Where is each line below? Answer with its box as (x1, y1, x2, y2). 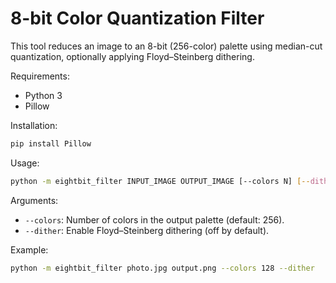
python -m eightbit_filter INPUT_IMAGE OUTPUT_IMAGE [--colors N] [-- (10, 176, 311, 186)
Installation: (10, 119, 58, 131)
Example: (10, 243, 49, 256)
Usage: (10, 157, 40, 169)
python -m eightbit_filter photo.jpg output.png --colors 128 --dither (10, 263, 315, 273)
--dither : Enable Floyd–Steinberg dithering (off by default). (24, 224, 270, 236)
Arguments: (10, 194, 59, 206)
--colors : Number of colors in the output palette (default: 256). (24, 213, 285, 226)
